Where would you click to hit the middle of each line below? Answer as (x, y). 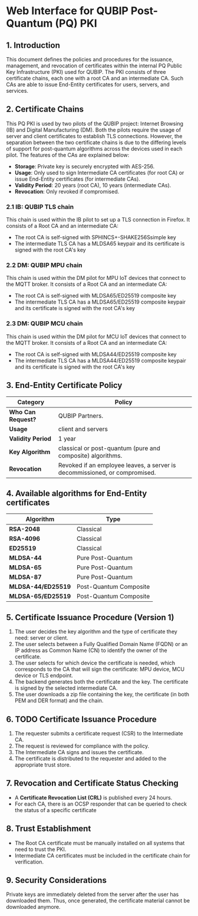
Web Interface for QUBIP (67, 11)
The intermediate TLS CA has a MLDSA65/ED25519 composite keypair (100, 302)
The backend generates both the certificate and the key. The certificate (101, 682)
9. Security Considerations (57, 880)
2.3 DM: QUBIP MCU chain (44, 324)
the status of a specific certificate (55, 810)
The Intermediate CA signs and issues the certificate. (79, 752)
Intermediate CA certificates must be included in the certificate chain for (102, 855)
